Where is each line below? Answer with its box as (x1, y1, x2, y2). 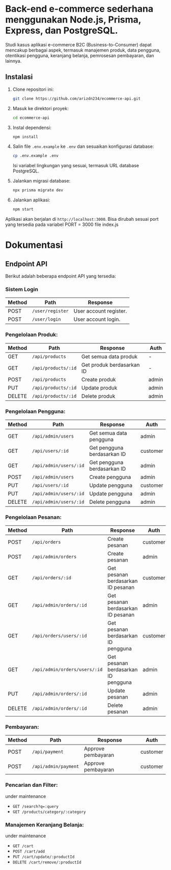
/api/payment (32, 749, 64, 755)
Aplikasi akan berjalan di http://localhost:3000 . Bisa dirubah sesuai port (5, 216, 159, 222)
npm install (12, 134, 38, 139)
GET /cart (12, 843, 34, 849)
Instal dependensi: (12, 124, 52, 131)
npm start (12, 207, 34, 212)
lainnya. (5, 58, 22, 64)
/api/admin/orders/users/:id (32, 667, 103, 673)
